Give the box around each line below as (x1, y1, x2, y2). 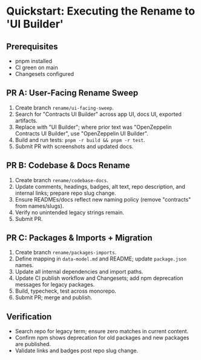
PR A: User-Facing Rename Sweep (6, 88, 139, 98)
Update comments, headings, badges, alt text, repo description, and (15, 183, 186, 190)
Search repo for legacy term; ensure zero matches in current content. (15, 328, 189, 335)
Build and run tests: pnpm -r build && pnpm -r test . (15, 136, 145, 143)
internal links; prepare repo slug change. (15, 189, 116, 197)
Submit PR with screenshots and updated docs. (15, 143, 134, 150)
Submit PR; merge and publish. (15, 294, 93, 301)
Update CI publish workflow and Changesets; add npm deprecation (15, 274, 183, 282)
